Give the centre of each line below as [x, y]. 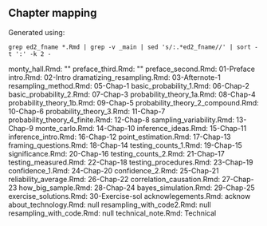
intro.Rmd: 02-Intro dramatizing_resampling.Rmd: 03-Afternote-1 [115, 77]
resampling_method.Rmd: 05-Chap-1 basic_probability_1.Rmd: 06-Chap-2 [129, 85]
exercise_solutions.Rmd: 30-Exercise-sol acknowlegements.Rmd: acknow [130, 196]
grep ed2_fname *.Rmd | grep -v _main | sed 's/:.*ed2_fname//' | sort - [133, 47]
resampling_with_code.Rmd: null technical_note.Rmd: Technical [112, 213]
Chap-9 [21, 128]
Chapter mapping [53, 13]
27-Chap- [238, 179]
